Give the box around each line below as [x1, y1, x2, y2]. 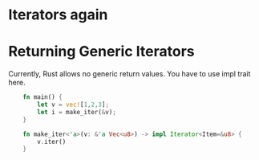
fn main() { [22, 93, 63, 101]
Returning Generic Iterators [8, 43, 195, 61]
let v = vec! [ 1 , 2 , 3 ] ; [37, 101, 110, 109]
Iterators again [8, 6, 108, 24]
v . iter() [37, 137, 67, 146]
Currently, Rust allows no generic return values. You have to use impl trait [8, 69, 251, 79]
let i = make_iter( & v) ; [37, 108, 116, 116]
